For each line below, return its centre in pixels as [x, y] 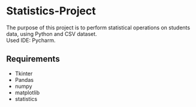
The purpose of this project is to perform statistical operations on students [98, 27]
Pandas [24, 80]
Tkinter [24, 74]
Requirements [33, 59]
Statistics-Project [51, 11]
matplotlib [27, 92]
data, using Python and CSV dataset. [52, 33]
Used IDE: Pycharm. [31, 40]
